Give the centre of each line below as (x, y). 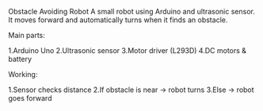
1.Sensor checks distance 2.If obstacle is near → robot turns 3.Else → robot (131, 90)
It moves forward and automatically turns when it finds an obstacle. (118, 20)
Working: (23, 74)
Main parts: (27, 35)
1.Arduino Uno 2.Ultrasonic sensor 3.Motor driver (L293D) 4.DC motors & (128, 50)
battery (20, 59)
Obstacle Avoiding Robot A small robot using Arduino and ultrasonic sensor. (131, 11)
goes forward (30, 98)
